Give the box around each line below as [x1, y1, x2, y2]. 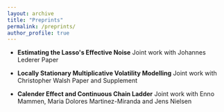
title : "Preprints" [7, 17, 64, 24]
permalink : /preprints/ [7, 23, 76, 30]
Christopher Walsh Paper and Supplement [17, 77, 138, 85]
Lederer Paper [17, 56, 59, 64]
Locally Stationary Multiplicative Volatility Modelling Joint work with [17, 69, 217, 77]
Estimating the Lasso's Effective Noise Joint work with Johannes [17, 48, 206, 57]
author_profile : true [7, 29, 70, 37]
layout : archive [7, 10, 54, 17]
